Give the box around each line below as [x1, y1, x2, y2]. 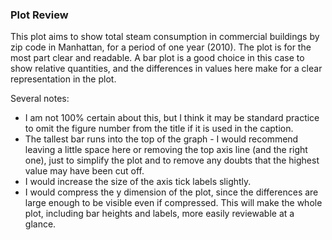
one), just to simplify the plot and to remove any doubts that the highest [24, 154, 320, 167]
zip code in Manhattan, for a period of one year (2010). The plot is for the [10, 41, 312, 53]
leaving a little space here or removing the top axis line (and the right [24, 144, 308, 156]
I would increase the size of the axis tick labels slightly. [24, 176, 252, 188]
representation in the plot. [10, 73, 117, 85]
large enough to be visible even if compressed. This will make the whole [24, 197, 323, 209]
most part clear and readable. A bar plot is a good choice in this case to [10, 52, 305, 64]
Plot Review [10, 8, 69, 22]
